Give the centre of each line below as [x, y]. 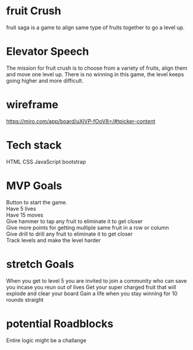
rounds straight [25, 299]
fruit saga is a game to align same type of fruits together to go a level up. [95, 27]
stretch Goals [40, 264]
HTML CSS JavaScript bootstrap [46, 161]
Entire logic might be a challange [46, 340]
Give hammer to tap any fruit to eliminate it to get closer [74, 221]
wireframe [32, 105]
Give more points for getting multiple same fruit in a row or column [88, 227]
